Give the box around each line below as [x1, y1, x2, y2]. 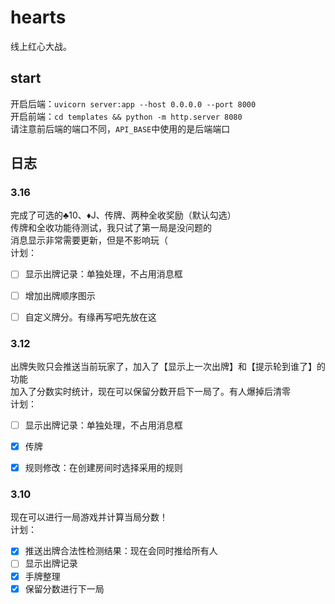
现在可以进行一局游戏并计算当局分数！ [10, 511, 168, 523]
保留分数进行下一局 [24, 582, 105, 595]
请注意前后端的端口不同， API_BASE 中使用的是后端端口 [10, 122, 231, 135]
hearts [10, 6, 67, 29]
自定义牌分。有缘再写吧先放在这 [24, 311, 157, 323]
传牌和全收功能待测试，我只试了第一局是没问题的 [10, 222, 212, 234]
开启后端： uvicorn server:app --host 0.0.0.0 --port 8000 [10, 97, 257, 110]
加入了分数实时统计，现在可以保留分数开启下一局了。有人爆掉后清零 [10, 385, 291, 397]
